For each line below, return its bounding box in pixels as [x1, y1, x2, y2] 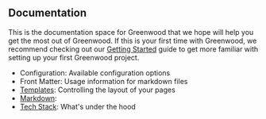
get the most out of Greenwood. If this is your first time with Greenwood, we [8, 36, 257, 45]
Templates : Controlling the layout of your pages [19, 85, 176, 94]
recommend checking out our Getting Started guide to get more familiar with [8, 44, 259, 54]
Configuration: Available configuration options [19, 67, 171, 78]
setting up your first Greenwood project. [8, 52, 140, 62]
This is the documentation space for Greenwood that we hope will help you [8, 27, 254, 36]
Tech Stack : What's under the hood [19, 102, 137, 111]
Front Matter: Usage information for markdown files [19, 76, 188, 86]
